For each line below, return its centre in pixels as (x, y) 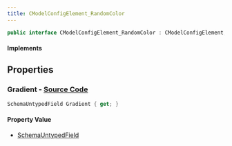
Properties (30, 70)
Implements (25, 48)
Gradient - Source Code (48, 89)
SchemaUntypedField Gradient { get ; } (63, 104)
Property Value (29, 120)
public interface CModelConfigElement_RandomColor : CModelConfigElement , (117, 33)
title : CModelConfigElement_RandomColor (66, 13)
